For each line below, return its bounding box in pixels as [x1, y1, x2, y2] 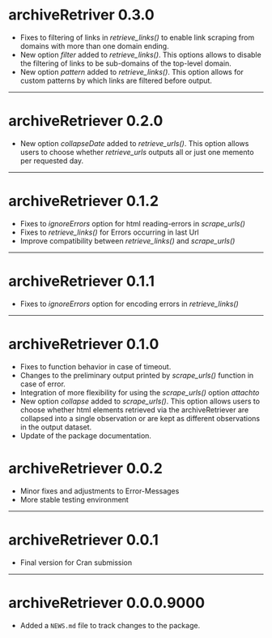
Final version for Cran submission [19, 558, 132, 567]
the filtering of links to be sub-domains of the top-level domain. [19, 58, 232, 68]
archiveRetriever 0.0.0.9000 [8, 593, 205, 612]
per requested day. [19, 156, 83, 166]
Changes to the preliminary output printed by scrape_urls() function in [19, 370, 254, 380]
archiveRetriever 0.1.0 [8, 334, 159, 353]
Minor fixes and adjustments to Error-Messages [19, 485, 180, 496]
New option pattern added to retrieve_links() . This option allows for [19, 67, 244, 76]
